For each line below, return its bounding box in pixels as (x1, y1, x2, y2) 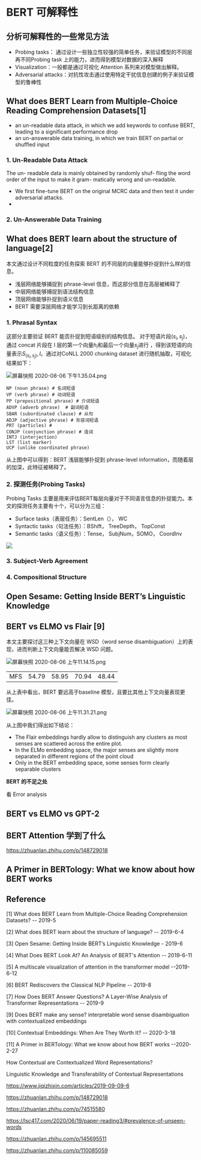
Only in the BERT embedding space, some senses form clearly (14, 759, 170, 767)
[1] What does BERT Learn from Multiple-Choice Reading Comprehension (6, 910, 188, 918)
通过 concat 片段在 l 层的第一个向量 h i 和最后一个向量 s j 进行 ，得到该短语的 (6, 341, 187, 350)
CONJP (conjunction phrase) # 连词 (6, 428, 94, 435)
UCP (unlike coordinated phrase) (6, 445, 90, 451)
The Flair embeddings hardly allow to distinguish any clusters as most (14, 733, 188, 741)
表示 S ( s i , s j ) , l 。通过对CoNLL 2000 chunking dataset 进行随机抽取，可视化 (11, 350, 192, 359)
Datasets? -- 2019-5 (6, 916, 56, 924)
